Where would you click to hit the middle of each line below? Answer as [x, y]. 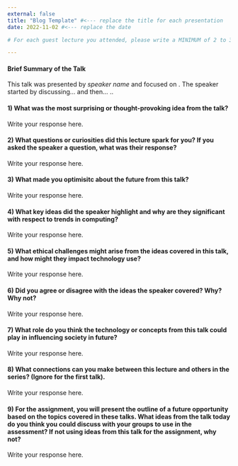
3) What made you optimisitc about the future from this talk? [98, 180]
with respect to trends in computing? [63, 219]
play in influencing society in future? [63, 338]
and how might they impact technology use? [74, 258]
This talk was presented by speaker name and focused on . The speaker [113, 84]
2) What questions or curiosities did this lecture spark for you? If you [110, 140]
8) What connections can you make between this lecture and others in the [119, 370]
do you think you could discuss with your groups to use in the [100, 424]
